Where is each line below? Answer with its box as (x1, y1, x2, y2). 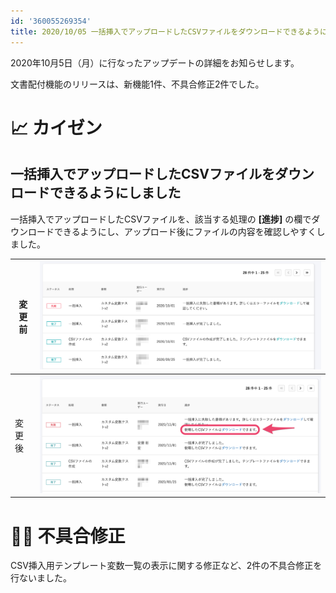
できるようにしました (49, 185, 182, 202)
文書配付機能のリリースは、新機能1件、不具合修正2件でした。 (10, 78, 265, 90)
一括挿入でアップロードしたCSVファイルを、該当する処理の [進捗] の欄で (10, 213, 312, 225)
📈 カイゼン (10, 116, 103, 139)
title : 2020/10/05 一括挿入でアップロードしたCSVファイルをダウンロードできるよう (10, 26, 320, 37)
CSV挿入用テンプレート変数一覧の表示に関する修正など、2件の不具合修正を (10, 560, 323, 572)
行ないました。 (10, 572, 72, 584)
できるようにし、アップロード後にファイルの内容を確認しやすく (53, 225, 317, 237)
